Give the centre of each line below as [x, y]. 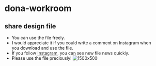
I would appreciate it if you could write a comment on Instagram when [81, 43]
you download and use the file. [42, 48]
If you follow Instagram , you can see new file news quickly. [70, 53]
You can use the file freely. [38, 38]
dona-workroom [38, 8]
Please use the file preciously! [42, 58]
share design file [30, 26]
